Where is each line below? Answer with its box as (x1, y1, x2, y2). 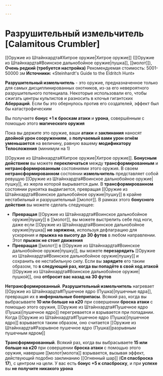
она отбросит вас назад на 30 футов (33, 274, 112, 280)
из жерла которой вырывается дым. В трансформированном (23, 181, 154, 187)
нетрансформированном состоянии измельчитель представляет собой (5, 170, 159, 176)
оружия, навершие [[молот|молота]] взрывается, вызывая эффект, (5, 350, 145, 355)
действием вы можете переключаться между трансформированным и (5, 160, 159, 166)
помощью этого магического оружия (5, 120, 85, 126)
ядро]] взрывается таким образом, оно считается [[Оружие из (5, 319, 136, 326)
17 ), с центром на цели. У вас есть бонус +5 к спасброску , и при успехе (5, 360, 158, 366)
